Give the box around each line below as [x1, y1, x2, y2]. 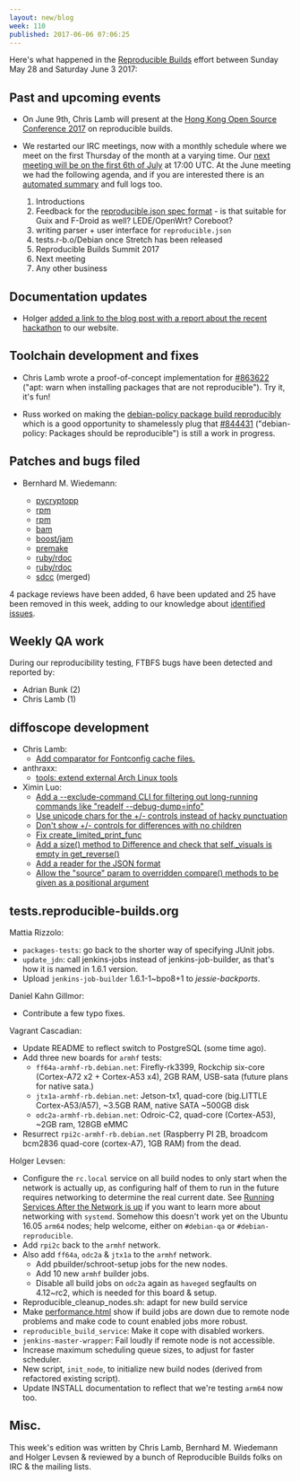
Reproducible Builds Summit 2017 [35, 244, 159, 255]
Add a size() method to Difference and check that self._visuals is [35, 839, 273, 850]
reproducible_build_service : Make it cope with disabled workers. [21, 1326, 265, 1336]
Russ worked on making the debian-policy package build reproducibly [21, 408, 282, 419]
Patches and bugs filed [9, 454, 141, 469]
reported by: [9, 667, 56, 678]
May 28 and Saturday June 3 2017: [9, 64, 138, 74]
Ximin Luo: [21, 782, 63, 793]
